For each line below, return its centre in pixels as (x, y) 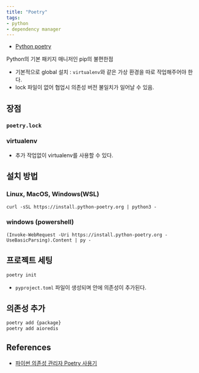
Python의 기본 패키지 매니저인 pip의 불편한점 (60, 59)
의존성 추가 (26, 308)
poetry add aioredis (33, 329)
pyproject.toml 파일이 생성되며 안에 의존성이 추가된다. (81, 287)
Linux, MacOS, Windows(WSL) (53, 194)
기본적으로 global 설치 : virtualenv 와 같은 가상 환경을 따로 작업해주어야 (101, 72)
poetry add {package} (34, 323)
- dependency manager (34, 29)
